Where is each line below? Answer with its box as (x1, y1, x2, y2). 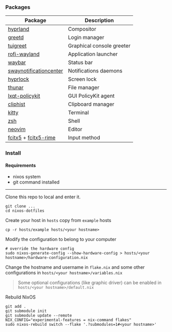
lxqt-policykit (8, 93, 40, 100)
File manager (68, 84, 100, 91)
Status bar (68, 59, 93, 66)
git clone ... (5, 204, 36, 209)
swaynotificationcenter (8, 67, 63, 75)
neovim (8, 126, 26, 133)
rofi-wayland (8, 50, 40, 58)
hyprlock (8, 76, 29, 83)
